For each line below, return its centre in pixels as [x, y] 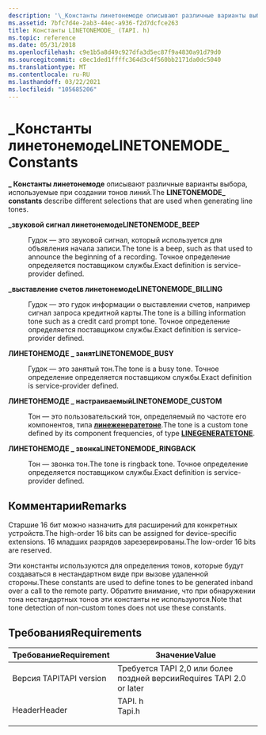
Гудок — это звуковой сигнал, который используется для [125, 240]
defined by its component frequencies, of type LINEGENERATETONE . [142, 434]
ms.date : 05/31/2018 [42, 45]
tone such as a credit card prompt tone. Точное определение [129, 321]
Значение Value [186, 655]
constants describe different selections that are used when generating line [131, 201]
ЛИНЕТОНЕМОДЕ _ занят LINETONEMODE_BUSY [91, 354]
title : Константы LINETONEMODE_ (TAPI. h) [79, 30]
